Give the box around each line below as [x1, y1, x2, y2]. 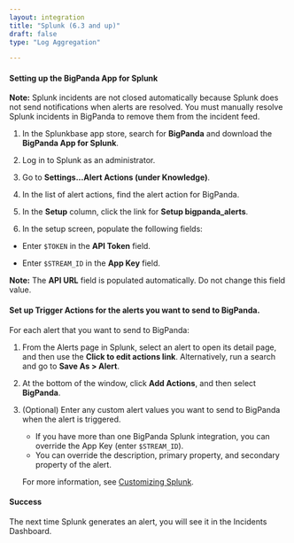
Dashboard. [9, 525, 52, 536]
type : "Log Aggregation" [9, 37, 101, 47]
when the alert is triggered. [21, 414, 121, 424]
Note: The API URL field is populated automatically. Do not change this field [9, 275, 286, 286]
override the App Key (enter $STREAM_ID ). [35, 440, 184, 451]
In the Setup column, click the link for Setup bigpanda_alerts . [21, 206, 249, 217]
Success [9, 497, 43, 508]
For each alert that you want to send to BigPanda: [9, 324, 190, 335]
